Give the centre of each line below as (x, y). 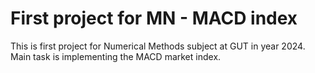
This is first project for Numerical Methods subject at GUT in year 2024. (158, 46)
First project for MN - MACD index (154, 18)
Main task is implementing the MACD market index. (116, 56)
